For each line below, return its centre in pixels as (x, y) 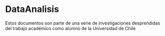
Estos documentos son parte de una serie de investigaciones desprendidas (83, 23)
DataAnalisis (32, 9)
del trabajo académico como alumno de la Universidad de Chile (70, 28)
